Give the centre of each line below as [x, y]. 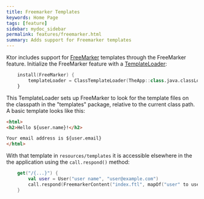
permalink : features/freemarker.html [54, 35]
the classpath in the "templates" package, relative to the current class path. [101, 104]
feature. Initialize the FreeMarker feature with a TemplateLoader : [87, 64]
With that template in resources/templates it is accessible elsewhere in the [99, 156]
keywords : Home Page [32, 18]
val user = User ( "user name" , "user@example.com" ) [93, 179]
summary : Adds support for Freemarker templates [69, 40]
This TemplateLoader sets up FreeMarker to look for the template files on [98, 98]
